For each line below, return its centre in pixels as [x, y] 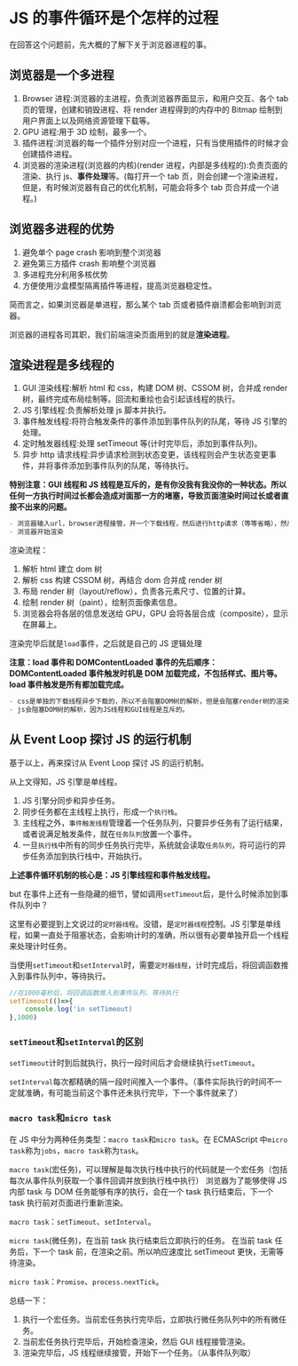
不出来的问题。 [44, 507]
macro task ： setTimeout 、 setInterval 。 [82, 1221]
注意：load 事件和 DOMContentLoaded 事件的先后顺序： [113, 662]
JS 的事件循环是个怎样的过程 [114, 18]
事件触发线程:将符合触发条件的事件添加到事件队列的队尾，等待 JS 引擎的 [154, 421]
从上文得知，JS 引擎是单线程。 [66, 781]
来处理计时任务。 [40, 946]
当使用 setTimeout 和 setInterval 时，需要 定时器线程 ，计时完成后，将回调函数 [145, 964]
